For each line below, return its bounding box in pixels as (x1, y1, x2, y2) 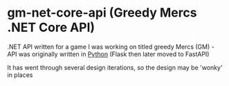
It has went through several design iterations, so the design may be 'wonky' (7, 63, 223, 71)
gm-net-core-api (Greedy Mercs (7, 5, 197, 21)
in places (7, 71, 33, 79)
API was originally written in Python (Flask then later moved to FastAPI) (7, 50, 210, 58)
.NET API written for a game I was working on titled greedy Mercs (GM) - (7, 42, 214, 51)
